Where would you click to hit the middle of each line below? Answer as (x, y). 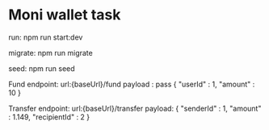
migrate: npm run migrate (50, 52)
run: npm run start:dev (46, 37)
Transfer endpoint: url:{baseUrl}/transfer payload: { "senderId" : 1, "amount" (135, 108)
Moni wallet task (65, 15)
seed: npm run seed (42, 68)
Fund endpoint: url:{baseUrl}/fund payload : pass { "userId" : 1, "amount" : (132, 84)
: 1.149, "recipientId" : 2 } (49, 117)
